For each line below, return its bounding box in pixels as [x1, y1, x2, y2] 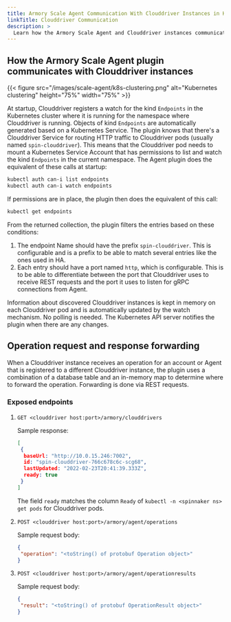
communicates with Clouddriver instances [7, 65, 194, 77]
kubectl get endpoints [7, 208, 72, 215]
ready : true [23, 471, 58, 478]
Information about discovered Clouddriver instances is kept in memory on [7, 298, 216, 307]
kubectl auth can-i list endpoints [7, 176, 109, 183]
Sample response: [16, 426, 69, 434]
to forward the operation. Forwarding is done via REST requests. [7, 380, 189, 388]
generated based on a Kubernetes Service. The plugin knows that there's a [7, 126, 220, 135]
